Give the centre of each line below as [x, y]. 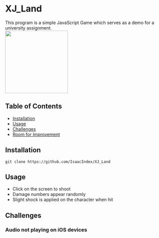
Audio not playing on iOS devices [46, 229]
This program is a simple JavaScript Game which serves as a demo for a [80, 23]
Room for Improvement [36, 134]
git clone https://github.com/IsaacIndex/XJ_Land [58, 162]
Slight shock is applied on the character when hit [63, 200]
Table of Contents [34, 106]
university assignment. [28, 28]
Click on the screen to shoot [41, 189]
